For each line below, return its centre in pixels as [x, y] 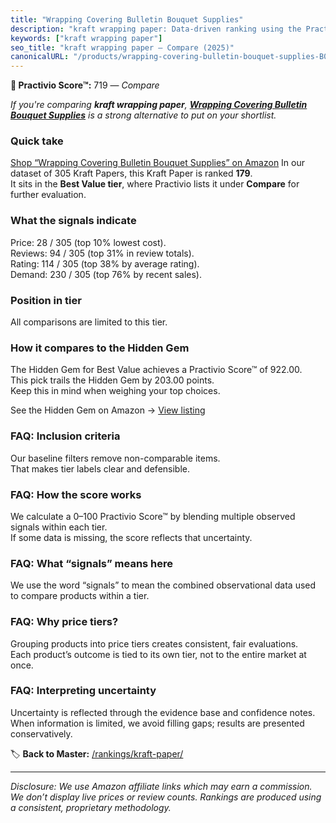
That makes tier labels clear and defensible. [100, 468]
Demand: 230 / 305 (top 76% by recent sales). [106, 274]
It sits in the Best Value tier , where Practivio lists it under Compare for [155, 184]
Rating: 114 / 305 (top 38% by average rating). [105, 263]
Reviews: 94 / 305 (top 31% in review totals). [102, 253]
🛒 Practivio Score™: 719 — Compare [85, 85]
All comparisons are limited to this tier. [89, 322]
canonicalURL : [40, 57]
